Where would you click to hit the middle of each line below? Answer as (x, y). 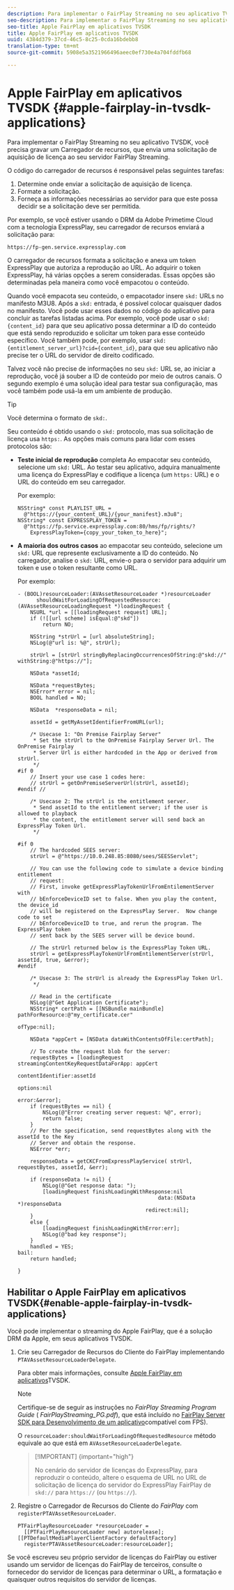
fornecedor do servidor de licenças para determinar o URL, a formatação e (115, 1572)
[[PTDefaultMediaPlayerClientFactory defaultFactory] (97, 1538)
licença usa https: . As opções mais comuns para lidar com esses (101, 438)
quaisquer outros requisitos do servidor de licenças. (82, 1579)
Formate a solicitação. (49, 191)
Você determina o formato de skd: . (57, 418)
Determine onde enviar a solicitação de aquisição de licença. (105, 184)
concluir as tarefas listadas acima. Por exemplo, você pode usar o (102, 318)
